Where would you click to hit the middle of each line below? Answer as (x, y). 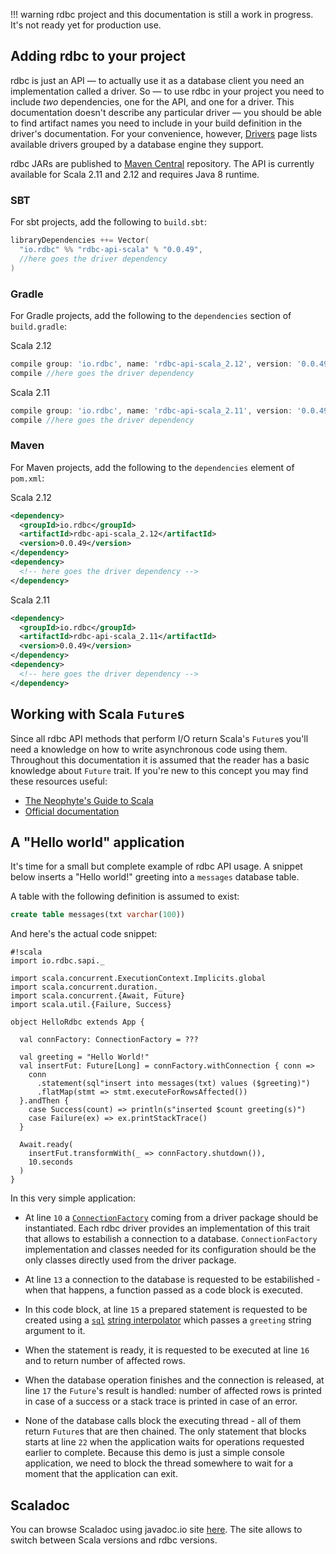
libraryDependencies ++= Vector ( (80, 240)
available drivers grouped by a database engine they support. (137, 144)
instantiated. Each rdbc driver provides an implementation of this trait (167, 1228)
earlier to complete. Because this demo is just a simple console (154, 1453)
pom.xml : (27, 478)
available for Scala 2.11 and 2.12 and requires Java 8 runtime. (135, 174)
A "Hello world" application (97, 842)
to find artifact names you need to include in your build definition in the (156, 123)
